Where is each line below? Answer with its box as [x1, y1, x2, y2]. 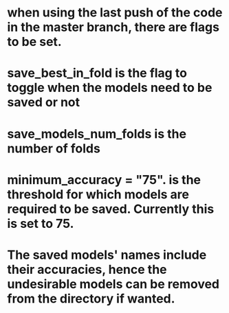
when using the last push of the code [7, 5, 223, 21]
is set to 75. [7, 216, 74, 231]
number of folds [7, 141, 101, 156]
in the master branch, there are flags [7, 19, 220, 35]
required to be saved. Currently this [7, 201, 215, 217]
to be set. [7, 34, 62, 49]
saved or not [7, 95, 80, 111]
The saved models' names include [7, 247, 207, 262]
